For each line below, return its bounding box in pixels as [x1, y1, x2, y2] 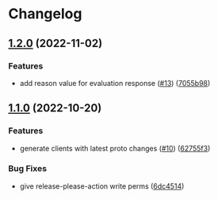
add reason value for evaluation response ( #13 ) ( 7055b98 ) [19, 78, 211, 88]
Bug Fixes [8, 163, 48, 174]
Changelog [8, 5, 82, 23]
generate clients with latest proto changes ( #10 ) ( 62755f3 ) [19, 143, 211, 153]
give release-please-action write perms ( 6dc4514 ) [19, 181, 185, 191]
